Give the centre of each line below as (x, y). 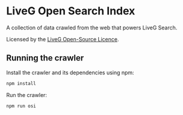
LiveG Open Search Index (71, 11)
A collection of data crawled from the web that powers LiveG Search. (92, 28)
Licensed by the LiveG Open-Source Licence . (63, 39)
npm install (21, 83)
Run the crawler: (26, 95)
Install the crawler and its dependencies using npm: (70, 72)
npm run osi (21, 106)
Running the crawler (45, 58)
